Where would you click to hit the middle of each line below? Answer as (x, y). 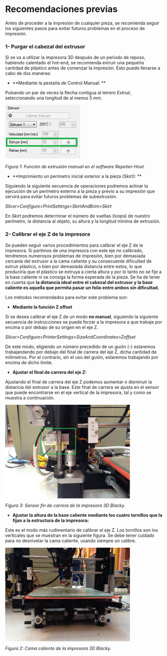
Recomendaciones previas (62, 9)
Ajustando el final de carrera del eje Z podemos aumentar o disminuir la (79, 382)
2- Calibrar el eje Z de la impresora (48, 234)
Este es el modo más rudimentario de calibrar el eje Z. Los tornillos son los (82, 530)
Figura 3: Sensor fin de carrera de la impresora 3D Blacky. (65, 505)
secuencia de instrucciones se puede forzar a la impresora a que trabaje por (84, 322)
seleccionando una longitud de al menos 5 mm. (54, 98)
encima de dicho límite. (29, 362)
